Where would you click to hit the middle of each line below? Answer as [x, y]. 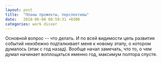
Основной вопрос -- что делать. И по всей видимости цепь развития [80, 38]
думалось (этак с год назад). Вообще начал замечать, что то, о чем [78, 49]
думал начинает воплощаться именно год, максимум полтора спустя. [81, 54]
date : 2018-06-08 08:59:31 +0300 [43, 19]
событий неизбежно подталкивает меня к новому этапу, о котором [78, 44]
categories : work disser [31, 24]
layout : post [19, 10]
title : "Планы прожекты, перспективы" [47, 15]
